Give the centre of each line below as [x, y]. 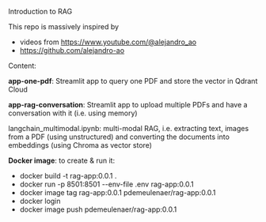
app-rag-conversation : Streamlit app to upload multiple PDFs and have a [128, 105]
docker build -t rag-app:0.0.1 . [68, 176]
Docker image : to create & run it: [62, 160]
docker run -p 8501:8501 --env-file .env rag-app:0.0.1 [106, 184]
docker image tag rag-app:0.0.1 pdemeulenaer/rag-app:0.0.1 [118, 192]
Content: [23, 66]
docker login [40, 201]
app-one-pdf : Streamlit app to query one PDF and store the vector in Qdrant [133, 81]
